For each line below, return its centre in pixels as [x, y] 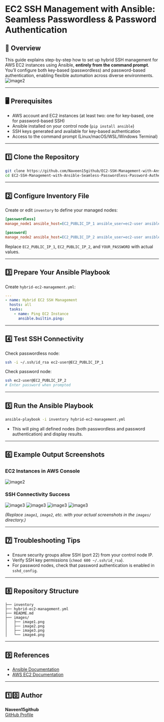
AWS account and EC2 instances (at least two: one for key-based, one [83, 115]
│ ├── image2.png [25, 626]
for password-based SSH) [38, 121]
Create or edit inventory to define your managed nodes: [61, 210]
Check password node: [29, 372]
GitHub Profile [19, 715]
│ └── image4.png [25, 635]
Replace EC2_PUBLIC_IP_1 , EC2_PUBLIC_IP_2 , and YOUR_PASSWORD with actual [79, 246]
